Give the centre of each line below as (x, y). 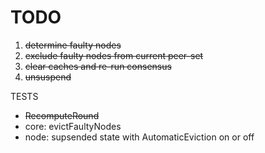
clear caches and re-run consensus (98, 66)
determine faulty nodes (73, 45)
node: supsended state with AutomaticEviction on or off (139, 137)
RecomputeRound (62, 115)
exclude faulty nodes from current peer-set (114, 55)
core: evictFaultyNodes (73, 126)
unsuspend (48, 77)
